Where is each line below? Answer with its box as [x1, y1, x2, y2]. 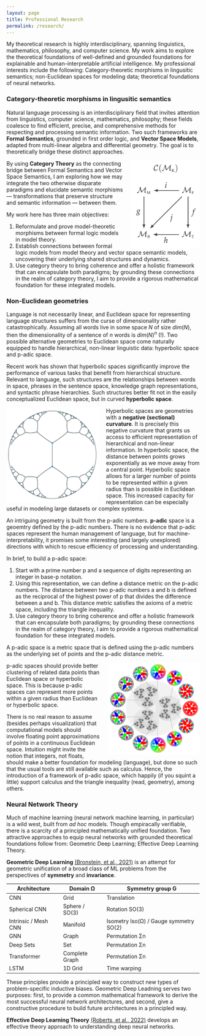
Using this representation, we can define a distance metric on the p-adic [15, 580, 199, 587]
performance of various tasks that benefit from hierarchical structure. [6, 369, 182, 377]
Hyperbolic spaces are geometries [106, 407, 194, 414]
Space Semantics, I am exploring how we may [6, 172, 123, 180]
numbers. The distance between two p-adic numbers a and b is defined [15, 586, 197, 593]
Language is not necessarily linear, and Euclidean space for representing [6, 310, 191, 318]
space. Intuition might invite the [6, 745, 86, 753]
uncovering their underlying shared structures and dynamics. [15, 255, 170, 263]
